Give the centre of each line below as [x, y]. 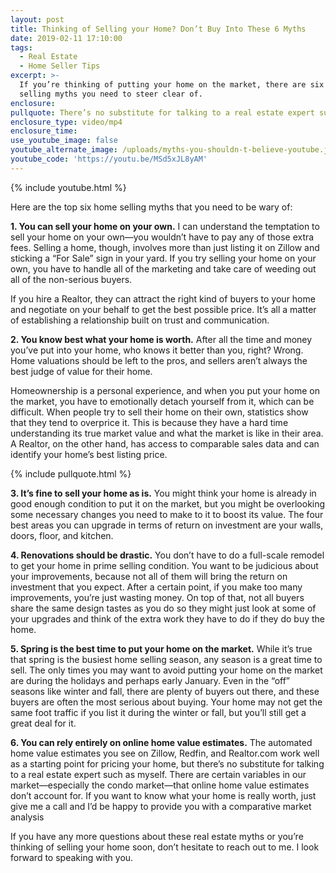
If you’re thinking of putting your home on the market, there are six [172, 85]
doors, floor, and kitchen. [62, 535]
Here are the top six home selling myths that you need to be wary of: [151, 207]
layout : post [37, 19]
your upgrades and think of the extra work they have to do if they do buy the [167, 618]
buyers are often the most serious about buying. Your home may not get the [166, 702]
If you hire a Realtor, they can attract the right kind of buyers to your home [163, 298]
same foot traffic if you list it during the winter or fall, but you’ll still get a [158, 712]
